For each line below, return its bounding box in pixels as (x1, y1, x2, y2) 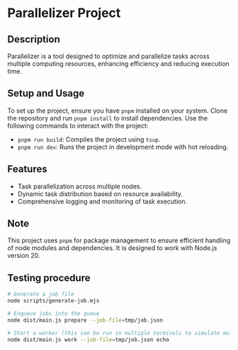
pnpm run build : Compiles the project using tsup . (17, 135, 161, 143)
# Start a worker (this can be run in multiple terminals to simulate (7, 329, 220, 337)
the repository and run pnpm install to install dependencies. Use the (7, 113, 208, 122)
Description (7, 33, 60, 45)
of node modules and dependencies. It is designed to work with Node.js (7, 244, 217, 252)
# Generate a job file (7, 290, 74, 298)
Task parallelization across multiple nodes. (17, 182, 142, 191)
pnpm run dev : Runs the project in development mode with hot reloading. (17, 142, 229, 151)
